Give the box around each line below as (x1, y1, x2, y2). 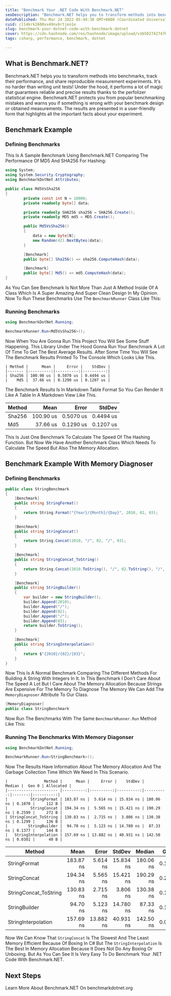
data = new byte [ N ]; (32, 233, 76, 238)
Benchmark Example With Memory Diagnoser (5, 459, 153, 468)
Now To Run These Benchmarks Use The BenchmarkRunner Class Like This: (5, 295, 161, 301)
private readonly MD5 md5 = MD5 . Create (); (23, 215, 115, 220)
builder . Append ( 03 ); (23, 618, 67, 624)
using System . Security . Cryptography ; (5, 172, 85, 177)
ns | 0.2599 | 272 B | (5, 810, 63, 815)
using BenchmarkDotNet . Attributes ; (5, 177, 81, 183)
